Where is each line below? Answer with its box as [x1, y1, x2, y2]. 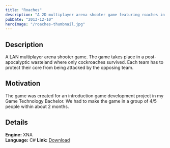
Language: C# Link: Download [5, 137, 70, 143]
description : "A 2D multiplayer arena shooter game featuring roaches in [5, 12, 165, 17]
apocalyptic [5, 59, 30, 65]
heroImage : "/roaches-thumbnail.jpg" [5, 21, 86, 27]
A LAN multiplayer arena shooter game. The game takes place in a [5, 54, 144, 60]
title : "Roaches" [5, 7, 42, 13]
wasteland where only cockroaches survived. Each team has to [31, 59, 164, 65]
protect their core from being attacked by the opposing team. [5, 64, 134, 71]
